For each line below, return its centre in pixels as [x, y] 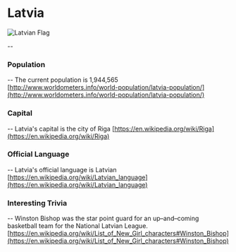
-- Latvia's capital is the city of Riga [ [61, 128]
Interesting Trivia [37, 203]
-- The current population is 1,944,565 [63, 80]
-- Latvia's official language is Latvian [62, 169]
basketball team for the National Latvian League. [77, 226]
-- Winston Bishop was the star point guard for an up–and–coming [103, 218]
